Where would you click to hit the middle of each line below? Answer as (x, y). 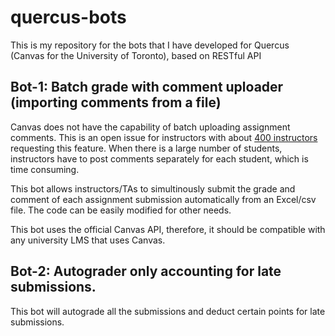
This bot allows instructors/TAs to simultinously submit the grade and (153, 188)
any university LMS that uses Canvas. (88, 240)
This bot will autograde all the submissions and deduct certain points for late (168, 311)
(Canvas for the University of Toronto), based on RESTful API (136, 55)
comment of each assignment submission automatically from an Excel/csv (163, 199)
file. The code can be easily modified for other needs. (121, 210)
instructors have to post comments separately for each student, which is (159, 158)
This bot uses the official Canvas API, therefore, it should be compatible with (168, 229)
